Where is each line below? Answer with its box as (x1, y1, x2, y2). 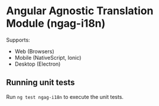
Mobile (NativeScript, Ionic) (14, 54, 82, 61)
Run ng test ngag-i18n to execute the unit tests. (6, 93, 124, 100)
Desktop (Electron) (14, 60, 61, 68)
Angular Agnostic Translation (6, 4, 154, 18)
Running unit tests (6, 78, 75, 88)
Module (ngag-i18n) (6, 17, 106, 30)
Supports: (6, 36, 31, 43)
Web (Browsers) (14, 47, 54, 54)
